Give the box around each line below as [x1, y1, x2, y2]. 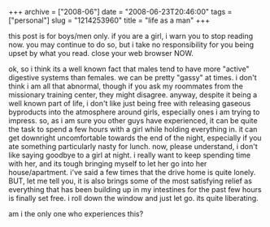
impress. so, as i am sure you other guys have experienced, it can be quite [8, 116, 258, 125]
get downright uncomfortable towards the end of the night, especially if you [8, 133, 262, 143]
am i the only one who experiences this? [8, 209, 144, 218]
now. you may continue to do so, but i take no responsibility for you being [8, 40, 255, 49]
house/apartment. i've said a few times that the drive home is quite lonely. [8, 168, 256, 177]
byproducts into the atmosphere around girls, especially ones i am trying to [8, 107, 260, 117]
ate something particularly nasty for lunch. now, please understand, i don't [8, 142, 258, 151]
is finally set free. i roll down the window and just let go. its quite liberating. [8, 194, 259, 203]
